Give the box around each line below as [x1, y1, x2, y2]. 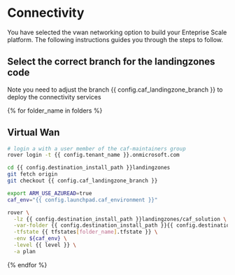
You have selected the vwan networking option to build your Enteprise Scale [7, 28, 227, 36]
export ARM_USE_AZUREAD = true [7, 190, 92, 197]
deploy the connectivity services [7, 92, 101, 101]
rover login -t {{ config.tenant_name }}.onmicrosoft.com [7, 152, 180, 159]
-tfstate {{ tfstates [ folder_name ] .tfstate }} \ [13, 229, 158, 236]
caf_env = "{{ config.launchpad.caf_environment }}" [7, 196, 158, 204]
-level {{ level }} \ [13, 241, 77, 249]
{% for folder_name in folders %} [7, 106, 103, 115]
